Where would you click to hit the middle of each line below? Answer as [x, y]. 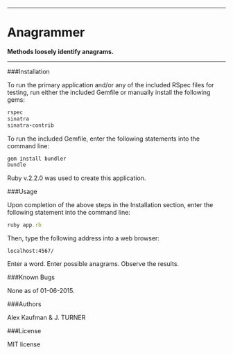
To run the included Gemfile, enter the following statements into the [103, 139]
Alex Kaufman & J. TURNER [46, 318]
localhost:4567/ [31, 251]
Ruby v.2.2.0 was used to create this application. [77, 178]
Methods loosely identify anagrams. [61, 51]
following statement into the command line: [69, 213]
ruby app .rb [24, 225]
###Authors [24, 304]
